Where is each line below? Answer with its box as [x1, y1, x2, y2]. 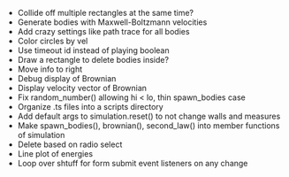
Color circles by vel [17, 35, 88, 46]
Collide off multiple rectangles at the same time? [17, 8, 194, 18]
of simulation [17, 130, 65, 140]
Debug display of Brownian [17, 73, 117, 83]
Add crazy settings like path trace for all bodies [17, 27, 190, 36]
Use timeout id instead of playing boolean [17, 45, 170, 56]
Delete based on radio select [17, 139, 123, 150]
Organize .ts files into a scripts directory [17, 102, 164, 112]
